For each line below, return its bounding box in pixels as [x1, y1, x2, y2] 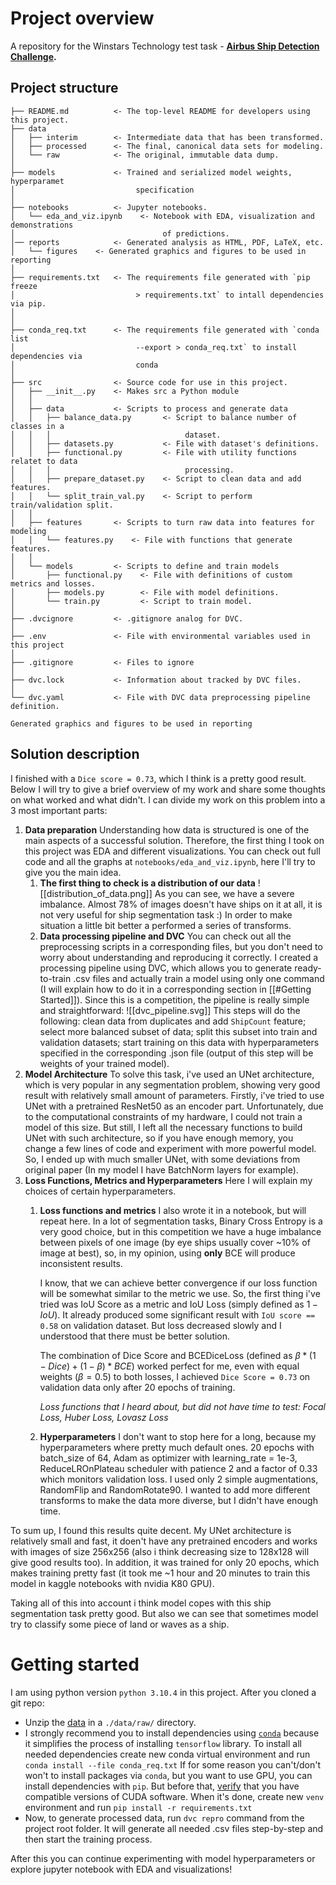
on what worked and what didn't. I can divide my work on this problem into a [10, 793, 326, 806]
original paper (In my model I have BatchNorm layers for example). [24, 1163, 299, 1176]
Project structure [10, 80, 119, 97]
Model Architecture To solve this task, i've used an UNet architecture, [24, 1068, 315, 1080]
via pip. [10, 298, 47, 309]
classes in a [10, 421, 65, 431]
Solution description [10, 746, 140, 763]
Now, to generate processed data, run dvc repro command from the [24, 1812, 305, 1824]
